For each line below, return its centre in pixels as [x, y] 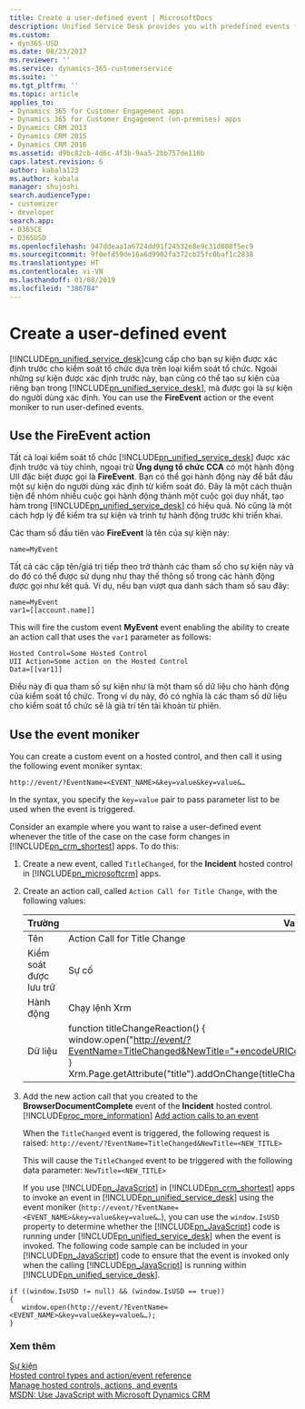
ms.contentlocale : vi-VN [56, 272]
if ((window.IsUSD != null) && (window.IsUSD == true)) [117, 1292]
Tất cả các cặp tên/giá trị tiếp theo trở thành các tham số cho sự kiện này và [152, 567]
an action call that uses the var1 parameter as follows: [110, 637]
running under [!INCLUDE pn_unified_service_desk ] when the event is [152, 1236]
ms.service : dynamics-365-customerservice [91, 69]
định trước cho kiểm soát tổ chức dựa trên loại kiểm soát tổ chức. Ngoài [143, 368]
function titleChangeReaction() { [137, 1029]
